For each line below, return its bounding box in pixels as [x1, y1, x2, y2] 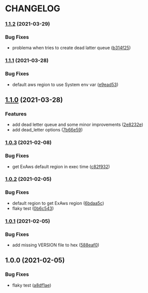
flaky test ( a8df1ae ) [12, 282, 51, 288]
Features [5, 110, 27, 117]
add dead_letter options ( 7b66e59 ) [12, 127, 83, 133]
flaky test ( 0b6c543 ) [12, 205, 54, 211]
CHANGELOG [5, 3, 60, 14]
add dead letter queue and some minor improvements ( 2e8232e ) [12, 121, 144, 128]
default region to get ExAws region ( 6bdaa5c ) [12, 200, 104, 206]
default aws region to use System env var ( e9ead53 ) [12, 82, 119, 88]
